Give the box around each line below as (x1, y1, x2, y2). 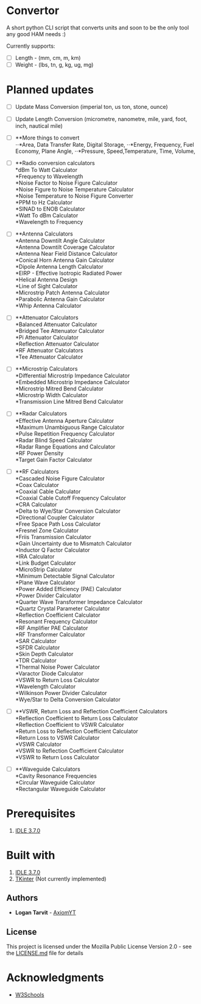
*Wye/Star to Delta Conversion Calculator (15, 696, 121, 703)
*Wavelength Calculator (15, 683, 76, 690)
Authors (6, 893, 38, 903)
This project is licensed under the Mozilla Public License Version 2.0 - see (6, 943, 192, 950)
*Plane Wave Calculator (15, 579, 76, 586)
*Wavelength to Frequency (15, 218, 83, 226)
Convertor (6, 4, 60, 18)
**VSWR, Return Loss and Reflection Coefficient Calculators (15, 707, 168, 715)
